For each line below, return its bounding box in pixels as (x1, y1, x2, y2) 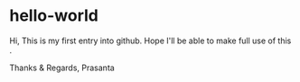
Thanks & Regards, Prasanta (9, 62, 115, 73)
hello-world (9, 5, 99, 26)
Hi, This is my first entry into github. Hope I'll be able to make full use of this (9, 35, 292, 46)
